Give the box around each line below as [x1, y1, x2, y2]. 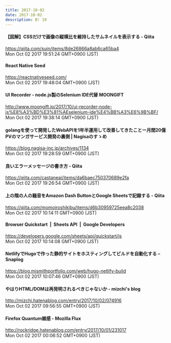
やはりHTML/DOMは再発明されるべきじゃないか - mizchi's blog [5, 285, 141, 292]
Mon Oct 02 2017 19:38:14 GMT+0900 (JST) [5, 114, 99, 121]
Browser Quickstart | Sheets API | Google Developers [5, 221, 125, 227]
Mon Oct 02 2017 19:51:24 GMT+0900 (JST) [5, 51, 99, 57]
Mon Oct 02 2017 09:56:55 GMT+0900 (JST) [5, 303, 100, 309]
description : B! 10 [5, 17, 47, 22]
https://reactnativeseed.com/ [5, 74, 67, 80]
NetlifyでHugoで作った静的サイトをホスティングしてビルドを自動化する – [5, 251, 160, 257]
